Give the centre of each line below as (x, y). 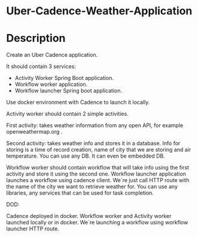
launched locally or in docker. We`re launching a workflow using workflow (97, 223)
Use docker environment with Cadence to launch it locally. (78, 102)
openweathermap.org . (34, 132)
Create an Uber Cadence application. (52, 55)
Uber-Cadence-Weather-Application (99, 11)
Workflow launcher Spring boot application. (68, 91)
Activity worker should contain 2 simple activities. (67, 114)
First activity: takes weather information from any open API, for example (95, 125)
